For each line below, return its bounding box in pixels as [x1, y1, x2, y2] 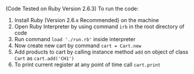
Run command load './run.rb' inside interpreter [14, 36, 136, 42]
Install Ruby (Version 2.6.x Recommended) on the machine [14, 17, 159, 23]
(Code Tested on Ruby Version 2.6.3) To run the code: [5, 5, 139, 12]
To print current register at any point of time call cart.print [14, 61, 161, 68]
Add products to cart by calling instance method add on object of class [14, 48, 189, 55]
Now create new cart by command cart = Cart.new [14, 42, 142, 49]
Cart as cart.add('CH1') [14, 55, 74, 61]
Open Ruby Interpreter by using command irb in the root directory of [14, 23, 185, 30]
